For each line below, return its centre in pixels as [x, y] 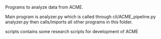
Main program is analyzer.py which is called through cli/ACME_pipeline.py [80, 17]
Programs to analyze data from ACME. [44, 7]
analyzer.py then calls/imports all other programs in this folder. [69, 22]
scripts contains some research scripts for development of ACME [72, 31]
